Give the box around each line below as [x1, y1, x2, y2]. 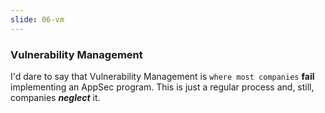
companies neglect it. [10, 91, 101, 103]
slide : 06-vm [10, 14, 65, 25]
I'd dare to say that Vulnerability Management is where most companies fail [10, 70, 315, 82]
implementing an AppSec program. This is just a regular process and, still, [10, 81, 315, 93]
